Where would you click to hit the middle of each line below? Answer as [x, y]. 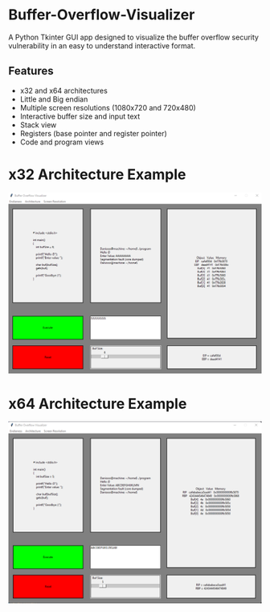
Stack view [38, 125]
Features [31, 71]
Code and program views [62, 142]
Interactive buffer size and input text [80, 116]
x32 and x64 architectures [64, 90]
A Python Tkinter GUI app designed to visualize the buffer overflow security [134, 37]
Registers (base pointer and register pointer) [93, 133]
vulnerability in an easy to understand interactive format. [102, 45]
